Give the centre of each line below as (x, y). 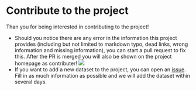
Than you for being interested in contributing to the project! (78, 27)
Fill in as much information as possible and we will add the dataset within (102, 75)
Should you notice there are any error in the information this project (96, 38)
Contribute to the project (67, 11)
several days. (30, 82)
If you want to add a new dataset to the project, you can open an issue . (100, 69)
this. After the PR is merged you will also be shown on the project (93, 56)
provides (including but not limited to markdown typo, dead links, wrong (101, 44)
